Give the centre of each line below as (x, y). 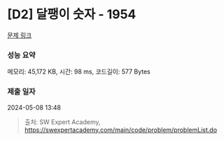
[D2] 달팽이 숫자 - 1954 (72, 14)
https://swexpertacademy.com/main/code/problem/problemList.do (121, 130)
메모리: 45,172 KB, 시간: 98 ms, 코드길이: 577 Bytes (79, 72)
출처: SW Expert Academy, (62, 122)
